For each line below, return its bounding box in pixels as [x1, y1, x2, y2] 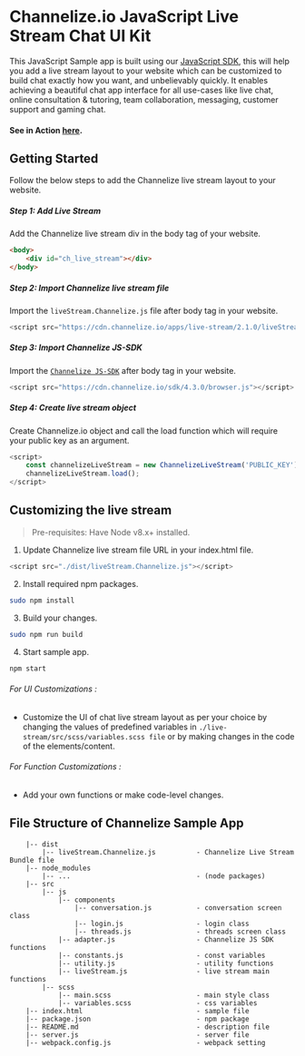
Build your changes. [22, 612, 98, 623]
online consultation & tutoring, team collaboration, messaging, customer [9, 93, 279, 105]
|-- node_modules [25, 864, 92, 873]
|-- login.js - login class [74, 919, 250, 928]
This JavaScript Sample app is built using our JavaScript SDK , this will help [9, 55, 290, 66]
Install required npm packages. [22, 578, 139, 589]
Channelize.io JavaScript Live [9, 6, 239, 27]
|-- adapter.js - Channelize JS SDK [57, 934, 274, 944]
